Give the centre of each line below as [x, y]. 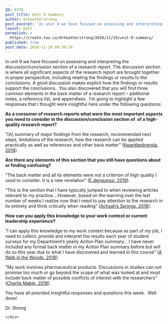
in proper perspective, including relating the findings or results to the [76, 77]
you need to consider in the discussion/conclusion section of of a [75, 119]
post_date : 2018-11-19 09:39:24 [39, 47]
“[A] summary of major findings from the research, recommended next [78, 134]
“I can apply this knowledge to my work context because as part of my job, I [84, 231]
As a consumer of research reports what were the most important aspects [84, 114]
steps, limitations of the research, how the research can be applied [74, 139]
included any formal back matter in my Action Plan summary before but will [83, 247]
